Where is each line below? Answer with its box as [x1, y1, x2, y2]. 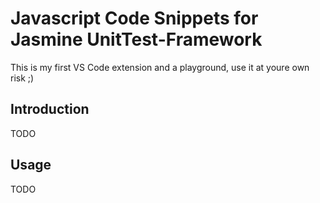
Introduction [10, 101, 90, 118]
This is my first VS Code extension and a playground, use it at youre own [10, 61, 310, 73]
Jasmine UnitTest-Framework [10, 28, 263, 51]
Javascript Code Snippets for [10, 7, 259, 30]
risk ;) [10, 72, 35, 84]
